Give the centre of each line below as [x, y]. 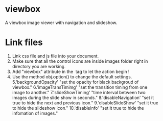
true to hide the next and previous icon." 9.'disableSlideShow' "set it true [85, 103]
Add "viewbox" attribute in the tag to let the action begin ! [71, 72]
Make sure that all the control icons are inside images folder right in [80, 61]
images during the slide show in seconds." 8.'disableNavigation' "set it [83, 97]
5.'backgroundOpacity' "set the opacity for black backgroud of [75, 82]
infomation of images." [35, 113]
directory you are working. [39, 66]
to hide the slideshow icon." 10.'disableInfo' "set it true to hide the [78, 108]
